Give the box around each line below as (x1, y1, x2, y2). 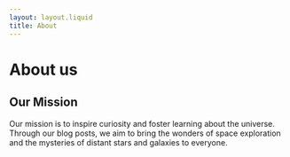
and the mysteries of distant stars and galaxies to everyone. (9, 137, 228, 147)
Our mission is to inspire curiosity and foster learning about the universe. (9, 118, 275, 129)
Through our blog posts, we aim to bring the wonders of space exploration (9, 128, 281, 138)
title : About (9, 21, 58, 30)
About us (9, 59, 78, 80)
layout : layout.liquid (9, 12, 93, 22)
